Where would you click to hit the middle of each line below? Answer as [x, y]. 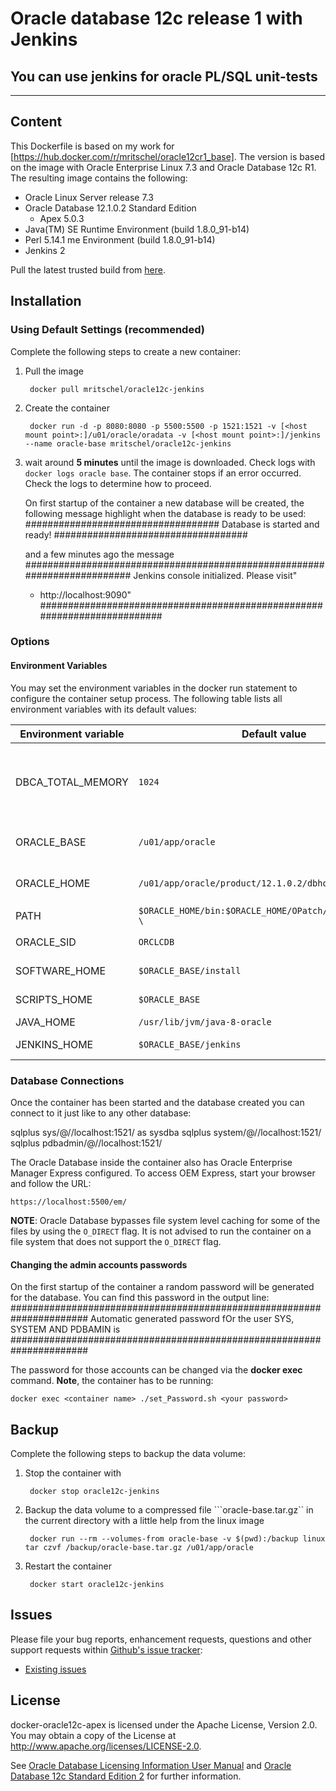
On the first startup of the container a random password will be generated [162, 1287]
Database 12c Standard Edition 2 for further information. [126, 1776]
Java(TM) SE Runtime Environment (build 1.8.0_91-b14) [137, 229]
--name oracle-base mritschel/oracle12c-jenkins [128, 443]
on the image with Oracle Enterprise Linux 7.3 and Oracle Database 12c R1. [163, 167]
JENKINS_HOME [54, 1044]
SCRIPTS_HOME [54, 999]
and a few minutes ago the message [99, 554]
